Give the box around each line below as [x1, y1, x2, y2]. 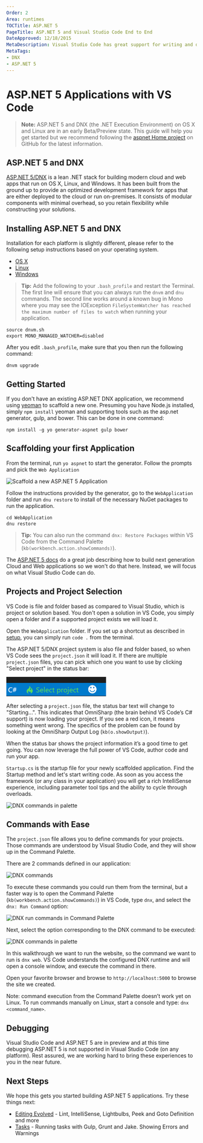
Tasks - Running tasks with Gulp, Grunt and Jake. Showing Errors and [14, 1123, 189, 1130]
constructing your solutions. [6, 206, 76, 213]
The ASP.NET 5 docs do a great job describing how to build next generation [6, 556, 195, 563]
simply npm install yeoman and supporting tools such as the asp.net [6, 408, 179, 415]
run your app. [6, 752, 40, 760]
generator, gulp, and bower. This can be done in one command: [6, 415, 164, 421]
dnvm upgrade [6, 362, 39, 369]
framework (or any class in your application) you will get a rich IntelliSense [6, 777, 192, 784]
